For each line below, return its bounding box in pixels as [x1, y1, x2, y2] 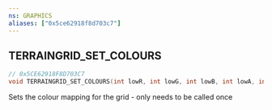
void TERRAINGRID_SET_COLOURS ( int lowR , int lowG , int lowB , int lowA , [8, 78, 255, 86]
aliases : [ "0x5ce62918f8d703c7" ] [8, 19, 121, 27]
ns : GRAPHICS [8, 11, 53, 20]
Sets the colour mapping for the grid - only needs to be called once [8, 92, 233, 102]
